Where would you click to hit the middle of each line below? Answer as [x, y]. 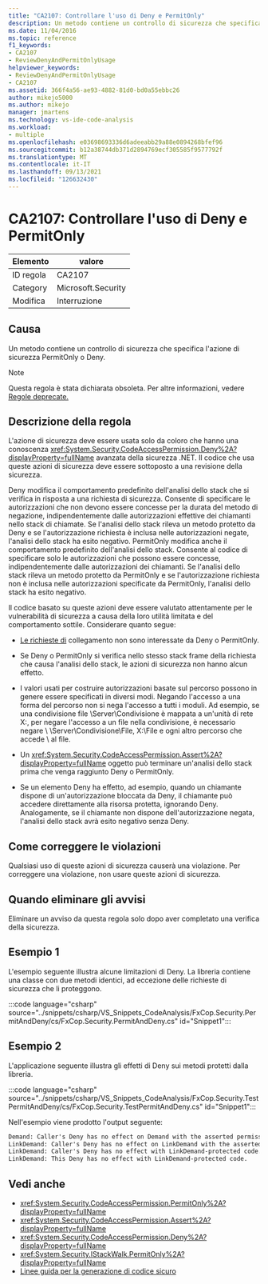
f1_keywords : [30, 46]
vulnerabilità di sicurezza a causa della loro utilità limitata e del [111, 616]
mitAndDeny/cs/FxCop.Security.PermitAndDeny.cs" [93, 1021]
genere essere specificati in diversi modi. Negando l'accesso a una [130, 697]
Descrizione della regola [70, 422]
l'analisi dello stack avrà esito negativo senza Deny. [104, 822]
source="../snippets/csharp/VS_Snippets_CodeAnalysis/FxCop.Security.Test [134, 1098]
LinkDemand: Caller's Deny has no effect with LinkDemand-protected [124, 1152]
